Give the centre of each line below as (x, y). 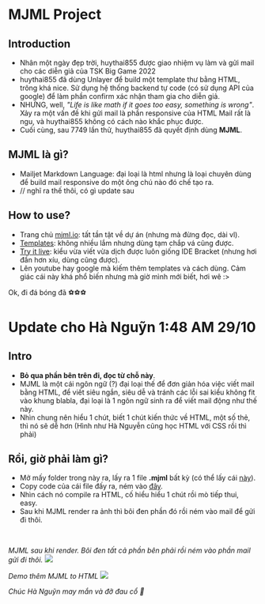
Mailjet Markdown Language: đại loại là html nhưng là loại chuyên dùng (135, 174)
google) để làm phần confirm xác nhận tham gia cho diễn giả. (119, 96)
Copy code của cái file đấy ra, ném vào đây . (91, 486)
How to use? (40, 215)
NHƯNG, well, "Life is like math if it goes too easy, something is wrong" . (137, 105)
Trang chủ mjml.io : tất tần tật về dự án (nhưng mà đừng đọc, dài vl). (129, 234)
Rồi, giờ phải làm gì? (59, 459)
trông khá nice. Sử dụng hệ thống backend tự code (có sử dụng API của (137, 88)
